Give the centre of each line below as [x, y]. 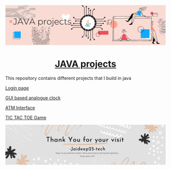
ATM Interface [20, 107]
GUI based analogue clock [33, 98]
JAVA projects [85, 64]
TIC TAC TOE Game [26, 118]
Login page [17, 88]
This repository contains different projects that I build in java [68, 78]
